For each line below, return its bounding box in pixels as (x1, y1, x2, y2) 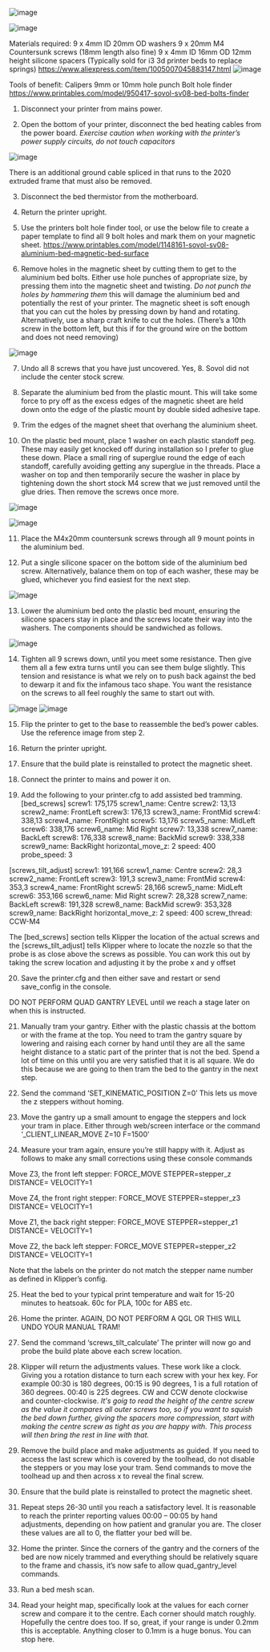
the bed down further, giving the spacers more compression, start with (20, 1413, 255, 1422)
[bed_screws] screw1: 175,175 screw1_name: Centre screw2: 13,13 (20, 799, 236, 808)
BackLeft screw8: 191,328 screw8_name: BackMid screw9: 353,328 (9, 899, 232, 909)
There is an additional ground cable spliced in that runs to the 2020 (9, 168, 232, 177)
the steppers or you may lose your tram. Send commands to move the (20, 1462, 252, 1472)
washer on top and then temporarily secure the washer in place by (20, 470, 240, 479)
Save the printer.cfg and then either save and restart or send (20, 973, 221, 983)
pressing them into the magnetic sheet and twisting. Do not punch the (20, 281, 252, 291)
